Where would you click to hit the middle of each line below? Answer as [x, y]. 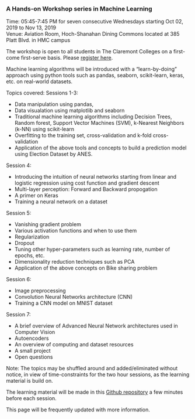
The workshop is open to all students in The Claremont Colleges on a [89, 52]
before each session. [31, 398]
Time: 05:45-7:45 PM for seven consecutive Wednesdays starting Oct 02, [95, 22]
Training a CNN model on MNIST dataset [63, 303]
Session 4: [19, 165]
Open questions [34, 357]
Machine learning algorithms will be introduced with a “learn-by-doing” [91, 69]
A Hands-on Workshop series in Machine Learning [79, 9]
